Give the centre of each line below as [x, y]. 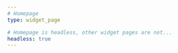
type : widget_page [34, 20]
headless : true [29, 39]
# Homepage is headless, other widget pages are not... [90, 32]
